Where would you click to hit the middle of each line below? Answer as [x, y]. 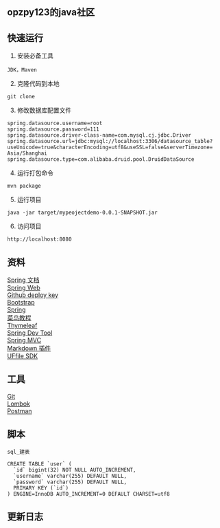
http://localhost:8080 [39, 239]
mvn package [24, 186]
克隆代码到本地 [38, 84]
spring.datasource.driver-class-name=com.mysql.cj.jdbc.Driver [99, 135]
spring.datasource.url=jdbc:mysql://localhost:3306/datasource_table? [110, 142]
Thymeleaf [22, 326]
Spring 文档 [23, 280]
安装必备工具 [35, 56]
